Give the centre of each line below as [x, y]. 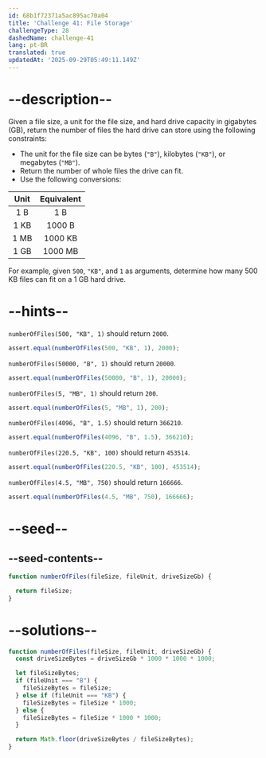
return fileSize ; [44, 591]
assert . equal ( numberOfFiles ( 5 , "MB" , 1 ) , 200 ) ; [89, 408]
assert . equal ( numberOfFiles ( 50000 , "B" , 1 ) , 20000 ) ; [98, 378]
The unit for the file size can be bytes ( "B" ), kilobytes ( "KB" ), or [122, 154]
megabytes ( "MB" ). [50, 162]
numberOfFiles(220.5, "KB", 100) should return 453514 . [99, 453]
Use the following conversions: [70, 179]
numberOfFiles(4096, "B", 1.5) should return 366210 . [96, 423]
